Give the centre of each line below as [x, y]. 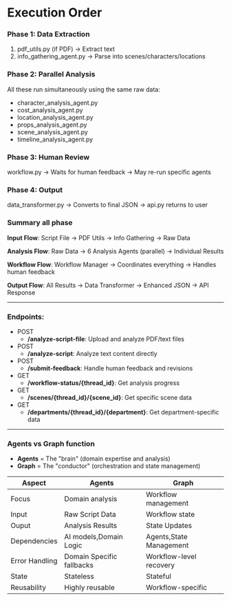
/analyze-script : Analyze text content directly [92, 353]
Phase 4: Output [35, 190]
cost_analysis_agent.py [50, 110]
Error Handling [34, 561]
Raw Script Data [90, 514]
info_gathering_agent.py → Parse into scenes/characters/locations [111, 56]
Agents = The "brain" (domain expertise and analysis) [93, 458]
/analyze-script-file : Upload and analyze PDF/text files [106, 339]
